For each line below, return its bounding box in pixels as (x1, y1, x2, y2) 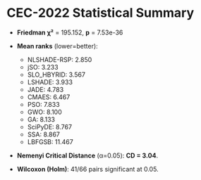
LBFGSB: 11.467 (27, 137, 73, 146)
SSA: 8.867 (27, 130, 61, 139)
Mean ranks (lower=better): (16, 41, 98, 50)
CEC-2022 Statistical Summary (6, 5, 195, 21)
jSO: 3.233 (27, 63, 59, 71)
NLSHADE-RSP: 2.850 (27, 55, 92, 64)
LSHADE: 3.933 (27, 77, 73, 86)
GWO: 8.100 (27, 108, 63, 116)
